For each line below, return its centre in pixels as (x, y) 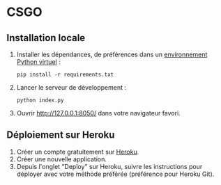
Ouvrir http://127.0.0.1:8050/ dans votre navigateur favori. (98, 113)
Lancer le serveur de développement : (71, 87)
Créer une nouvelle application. (62, 159)
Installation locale (46, 38)
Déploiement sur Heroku (61, 135)
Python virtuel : (38, 62)
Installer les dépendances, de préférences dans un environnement (112, 54)
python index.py (40, 100)
